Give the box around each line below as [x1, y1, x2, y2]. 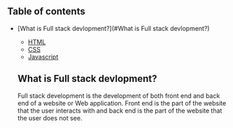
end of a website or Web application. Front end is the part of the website [17, 99, 227, 107]
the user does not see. [17, 113, 83, 122]
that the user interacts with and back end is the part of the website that [17, 106, 223, 115]
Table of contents [7, 6, 85, 17]
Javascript [27, 52, 59, 61]
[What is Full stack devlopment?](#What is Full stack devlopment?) [17, 24, 210, 32]
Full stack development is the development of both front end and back [17, 91, 220, 100]
